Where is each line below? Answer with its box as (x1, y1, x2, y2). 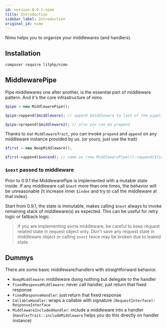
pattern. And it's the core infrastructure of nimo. (5, 94, 103, 100)
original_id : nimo (5, 21, 43, 26)
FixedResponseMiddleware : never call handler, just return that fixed (12, 281, 147, 288)
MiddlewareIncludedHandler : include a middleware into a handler (12, 307, 144, 313)
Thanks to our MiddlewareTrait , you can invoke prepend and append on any (5, 131, 157, 137)
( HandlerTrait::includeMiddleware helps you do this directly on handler (12, 312, 159, 318)
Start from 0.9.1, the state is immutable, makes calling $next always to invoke (5, 203, 162, 209)
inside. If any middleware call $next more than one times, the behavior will (5, 183, 157, 189)
